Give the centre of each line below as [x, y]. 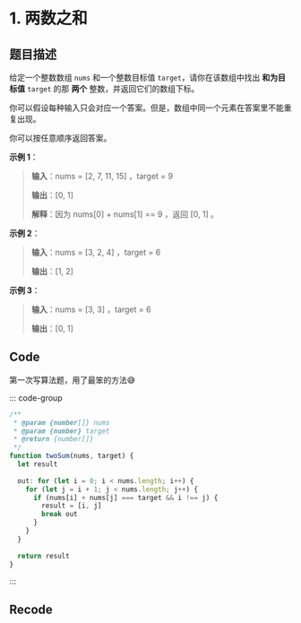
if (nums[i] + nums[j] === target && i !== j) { [125, 498]
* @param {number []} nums [61, 422]
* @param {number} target [61, 431]
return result [43, 556]
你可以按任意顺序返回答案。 [60, 138]
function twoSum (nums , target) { [72, 456]
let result [38, 464]
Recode [31, 609]
